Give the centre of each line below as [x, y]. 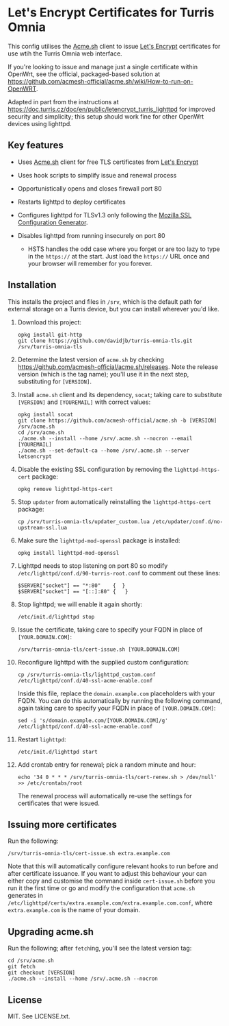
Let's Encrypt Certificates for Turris [111, 13]
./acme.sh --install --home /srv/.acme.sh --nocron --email [105, 438]
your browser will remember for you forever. [90, 263]
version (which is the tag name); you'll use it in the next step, [103, 374]
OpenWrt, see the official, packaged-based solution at [84, 74]
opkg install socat [45, 414]
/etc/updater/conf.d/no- [188, 522]
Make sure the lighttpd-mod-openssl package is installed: [99, 540]
